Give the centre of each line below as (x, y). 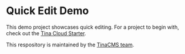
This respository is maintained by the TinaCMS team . (70, 45)
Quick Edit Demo (48, 11)
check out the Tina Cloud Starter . (46, 33)
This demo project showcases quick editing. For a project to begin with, (92, 27)
